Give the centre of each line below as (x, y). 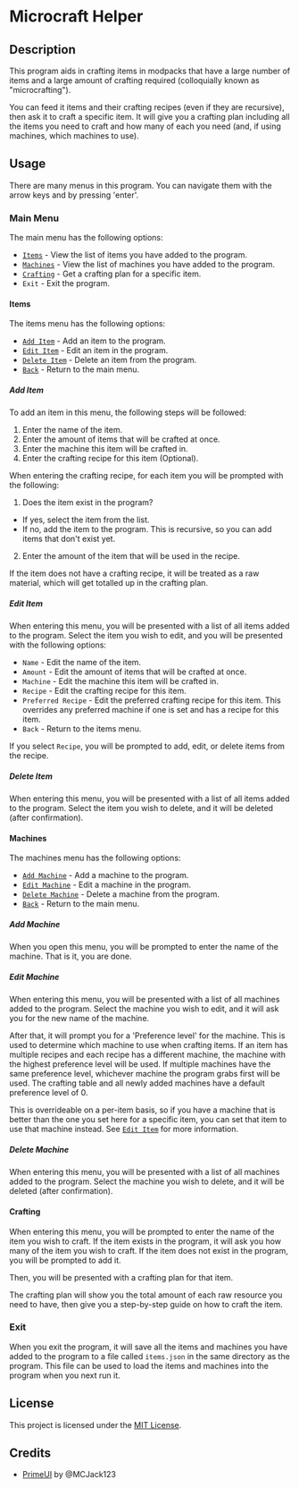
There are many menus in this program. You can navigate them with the (141, 185)
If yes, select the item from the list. (86, 520)
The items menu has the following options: (87, 324)
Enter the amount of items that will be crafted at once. (121, 439)
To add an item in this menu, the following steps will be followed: (128, 412)
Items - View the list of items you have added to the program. (135, 255)
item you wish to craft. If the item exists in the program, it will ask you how (145, 1241)
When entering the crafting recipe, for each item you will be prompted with (146, 476)
